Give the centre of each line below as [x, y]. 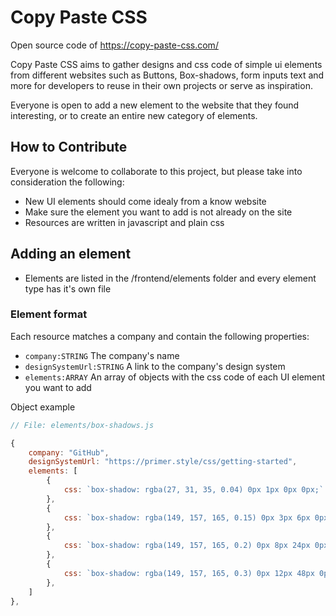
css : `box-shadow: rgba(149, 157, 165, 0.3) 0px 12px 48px [189, 573]
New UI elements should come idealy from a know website [145, 201]
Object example [43, 407]
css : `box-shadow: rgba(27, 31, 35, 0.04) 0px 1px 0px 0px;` [194, 490]
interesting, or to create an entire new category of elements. [134, 115]
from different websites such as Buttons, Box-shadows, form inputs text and [167, 75]
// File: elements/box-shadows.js [82, 425]
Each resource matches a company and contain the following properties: [160, 336]
